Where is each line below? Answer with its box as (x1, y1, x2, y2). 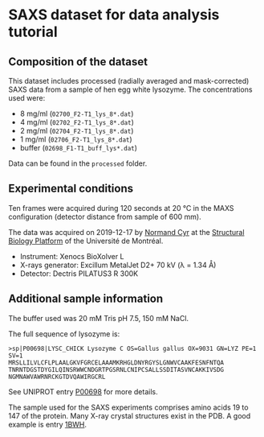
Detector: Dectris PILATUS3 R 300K (19, 268, 139, 278)
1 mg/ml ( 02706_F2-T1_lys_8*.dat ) (19, 134, 132, 144)
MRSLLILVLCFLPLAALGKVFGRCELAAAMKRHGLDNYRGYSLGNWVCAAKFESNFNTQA (8, 358, 225, 367)
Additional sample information (8, 292, 164, 306)
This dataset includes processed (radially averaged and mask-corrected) (8, 76, 250, 85)
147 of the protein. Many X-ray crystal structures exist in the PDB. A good (8, 410, 251, 420)
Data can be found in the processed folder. (8, 159, 148, 168)
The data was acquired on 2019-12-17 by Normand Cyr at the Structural (8, 227, 245, 237)
